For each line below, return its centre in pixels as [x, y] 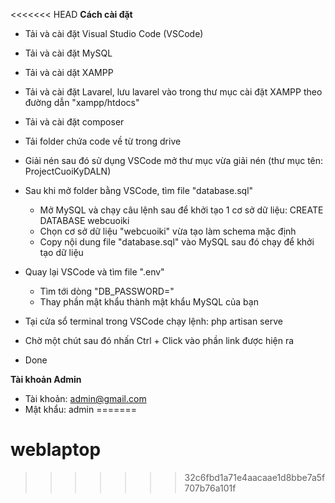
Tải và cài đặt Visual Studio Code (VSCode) [114, 33]
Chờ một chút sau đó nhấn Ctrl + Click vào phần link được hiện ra [159, 340]
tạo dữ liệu [61, 252]
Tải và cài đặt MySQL [68, 53]
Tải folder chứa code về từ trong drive [103, 141]
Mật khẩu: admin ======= [81, 409]
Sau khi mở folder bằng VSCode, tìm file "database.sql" [139, 190]
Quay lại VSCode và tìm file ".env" [94, 272]
